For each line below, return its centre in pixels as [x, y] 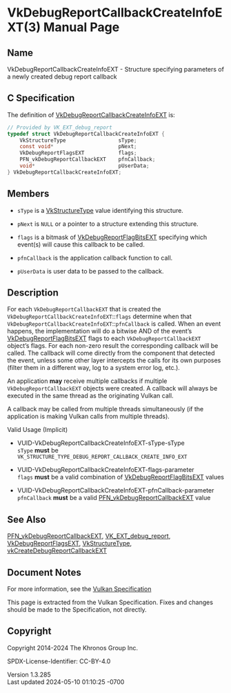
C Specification [41, 98]
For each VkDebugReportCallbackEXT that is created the [84, 309]
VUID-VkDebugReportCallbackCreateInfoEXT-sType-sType [101, 443]
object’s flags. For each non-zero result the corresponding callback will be [113, 346]
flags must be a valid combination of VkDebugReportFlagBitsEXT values [121, 477]
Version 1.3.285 [29, 674]
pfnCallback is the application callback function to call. [95, 258]
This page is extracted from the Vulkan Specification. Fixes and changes [110, 602]
